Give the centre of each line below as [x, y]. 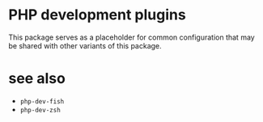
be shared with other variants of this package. [85, 45]
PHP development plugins [97, 15]
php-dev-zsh [40, 110]
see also [37, 79]
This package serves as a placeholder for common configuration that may [131, 37]
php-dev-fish [42, 101]
